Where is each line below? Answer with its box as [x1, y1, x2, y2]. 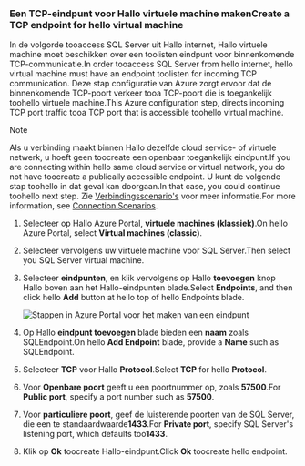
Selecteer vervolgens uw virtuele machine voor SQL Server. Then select [22, 245, 291, 257]
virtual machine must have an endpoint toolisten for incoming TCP [9, 68, 258, 79]
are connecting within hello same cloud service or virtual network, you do [9, 162, 285, 173]
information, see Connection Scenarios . [9, 200, 158, 211]
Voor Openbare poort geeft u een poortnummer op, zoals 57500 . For [22, 381, 281, 393]
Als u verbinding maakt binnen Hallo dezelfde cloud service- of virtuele [9, 142, 277, 153]
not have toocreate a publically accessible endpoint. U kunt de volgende [9, 171, 280, 182]
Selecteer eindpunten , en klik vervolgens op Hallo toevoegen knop [22, 272, 276, 284]
